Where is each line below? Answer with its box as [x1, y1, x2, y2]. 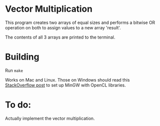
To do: [5, 99, 31, 110]
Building [5, 51, 40, 63]
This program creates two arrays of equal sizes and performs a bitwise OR [5, 20, 156, 25]
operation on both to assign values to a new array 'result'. [5, 24, 121, 30]
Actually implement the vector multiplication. [5, 115, 95, 121]
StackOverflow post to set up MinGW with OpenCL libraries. [5, 82, 126, 88]
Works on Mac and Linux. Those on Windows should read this [5, 77, 130, 83]
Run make [5, 67, 23, 73]
